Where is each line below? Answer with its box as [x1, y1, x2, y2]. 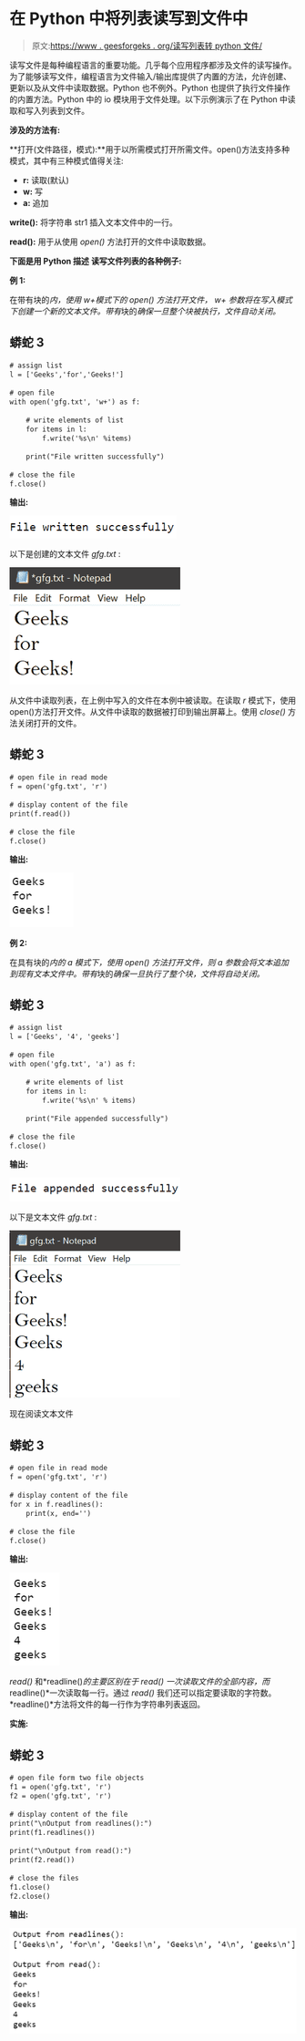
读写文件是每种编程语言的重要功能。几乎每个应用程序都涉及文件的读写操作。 [9, 59, 297, 70]
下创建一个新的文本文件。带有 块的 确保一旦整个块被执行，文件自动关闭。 [9, 305, 280, 316]
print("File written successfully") [25, 452, 166, 461]
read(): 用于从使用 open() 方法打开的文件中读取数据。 [9, 236, 211, 247]
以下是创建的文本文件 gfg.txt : [9, 548, 121, 559]
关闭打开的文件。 [16, 717, 82, 728]
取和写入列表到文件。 [9, 105, 89, 116]
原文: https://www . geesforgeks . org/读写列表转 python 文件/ [31, 40, 262, 51]
